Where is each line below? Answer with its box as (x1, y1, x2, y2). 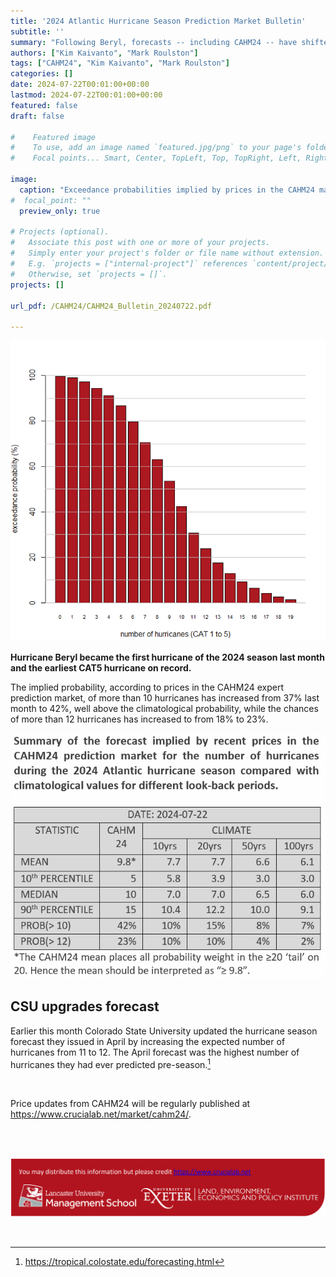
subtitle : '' (10, 26, 65, 37)
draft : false (10, 111, 65, 121)
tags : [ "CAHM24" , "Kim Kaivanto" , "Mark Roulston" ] (10, 58, 230, 69)
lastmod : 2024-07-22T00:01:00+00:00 (10, 90, 163, 100)
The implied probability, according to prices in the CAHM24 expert (10, 681, 284, 693)
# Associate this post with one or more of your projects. (10, 238, 271, 248)
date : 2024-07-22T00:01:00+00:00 (10, 80, 150, 90)
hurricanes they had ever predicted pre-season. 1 (10, 1056, 212, 1070)
